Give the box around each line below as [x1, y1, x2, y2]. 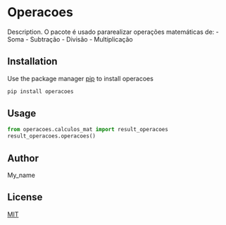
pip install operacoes [7, 87, 74, 95]
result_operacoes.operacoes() [7, 133, 96, 140]
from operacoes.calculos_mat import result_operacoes [7, 126, 169, 133]
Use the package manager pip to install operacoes [7, 74, 153, 83]
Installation [7, 56, 58, 68]
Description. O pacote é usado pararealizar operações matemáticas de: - [7, 28, 220, 36]
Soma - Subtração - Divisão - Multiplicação [7, 35, 134, 43]
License [7, 191, 43, 203]
